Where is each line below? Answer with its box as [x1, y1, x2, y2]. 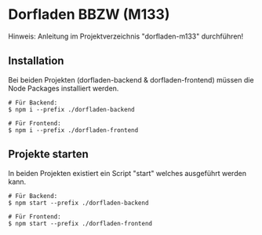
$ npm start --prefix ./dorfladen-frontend [8, 219, 153, 227]
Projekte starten [8, 148, 89, 161]
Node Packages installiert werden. [8, 83, 119, 93]
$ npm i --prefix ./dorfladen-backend [8, 105, 135, 113]
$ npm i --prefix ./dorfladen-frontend [8, 126, 139, 134]
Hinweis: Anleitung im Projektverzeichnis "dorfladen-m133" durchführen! [8, 31, 244, 41]
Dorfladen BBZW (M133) [8, 6, 170, 24]
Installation [8, 54, 64, 68]
